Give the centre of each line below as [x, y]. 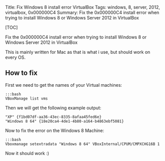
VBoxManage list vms [27, 98]
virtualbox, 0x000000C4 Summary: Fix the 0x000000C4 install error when [82, 12]
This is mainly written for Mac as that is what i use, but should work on [78, 52]
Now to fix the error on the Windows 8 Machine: [55, 130]
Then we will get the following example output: [53, 108]
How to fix [21, 73]
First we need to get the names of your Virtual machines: [64, 85]
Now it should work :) [27, 153]
